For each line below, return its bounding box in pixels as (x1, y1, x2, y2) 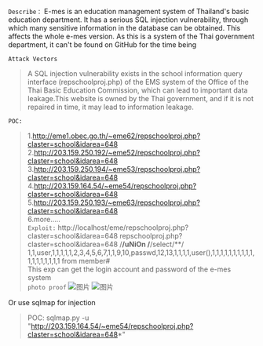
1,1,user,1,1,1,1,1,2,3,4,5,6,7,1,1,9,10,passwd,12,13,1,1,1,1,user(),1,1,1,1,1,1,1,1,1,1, (27, 248, 255, 257)
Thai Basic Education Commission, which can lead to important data (27, 86, 248, 95)
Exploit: (27, 224, 57, 232)
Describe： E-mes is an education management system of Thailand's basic (8, 7, 250, 16)
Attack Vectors (8, 55, 58, 63)
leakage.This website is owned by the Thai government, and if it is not (27, 94, 254, 103)
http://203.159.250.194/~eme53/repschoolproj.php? (34, 165, 201, 173)
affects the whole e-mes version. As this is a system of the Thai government (8, 31, 255, 41)
